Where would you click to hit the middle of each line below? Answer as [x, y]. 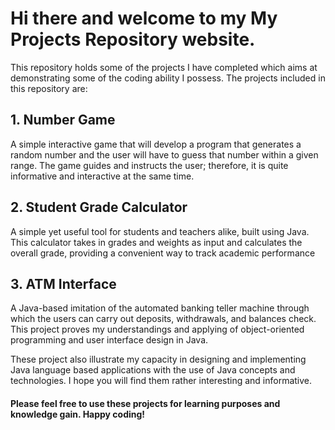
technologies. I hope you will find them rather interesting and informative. [161, 381]
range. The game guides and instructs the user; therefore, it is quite [149, 165]
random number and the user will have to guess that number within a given [164, 154]
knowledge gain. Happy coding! [78, 414]
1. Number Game [63, 120]
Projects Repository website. [133, 39]
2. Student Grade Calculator [99, 207]
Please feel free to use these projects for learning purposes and [145, 403]
